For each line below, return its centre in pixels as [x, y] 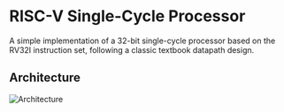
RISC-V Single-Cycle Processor [127, 16]
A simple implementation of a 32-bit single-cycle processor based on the [142, 41]
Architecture [45, 78]
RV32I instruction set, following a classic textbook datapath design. [132, 49]
